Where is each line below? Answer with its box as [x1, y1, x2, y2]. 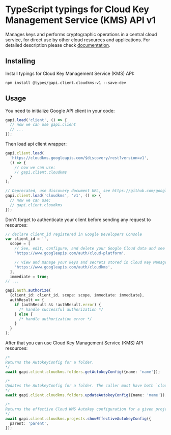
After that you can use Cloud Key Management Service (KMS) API [5, 340, 144, 346]
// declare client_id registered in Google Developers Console [5, 232, 142, 237]
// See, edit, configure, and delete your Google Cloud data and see [14, 246, 165, 251]
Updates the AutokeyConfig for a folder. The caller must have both [5, 383, 154, 388]
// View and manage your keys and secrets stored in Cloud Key [14, 260, 152, 265]
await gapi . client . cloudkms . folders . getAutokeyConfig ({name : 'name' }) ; [5, 369, 160, 374]
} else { [14, 312, 33, 317]
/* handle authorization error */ [18, 316, 93, 321]
